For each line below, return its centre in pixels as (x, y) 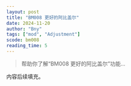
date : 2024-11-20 (28, 23)
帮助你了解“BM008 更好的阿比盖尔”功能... (73, 64)
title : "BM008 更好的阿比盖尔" (43, 18)
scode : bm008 (23, 40)
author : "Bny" (24, 29)
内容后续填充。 (25, 76)
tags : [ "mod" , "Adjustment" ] (43, 35)
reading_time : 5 (27, 46)
